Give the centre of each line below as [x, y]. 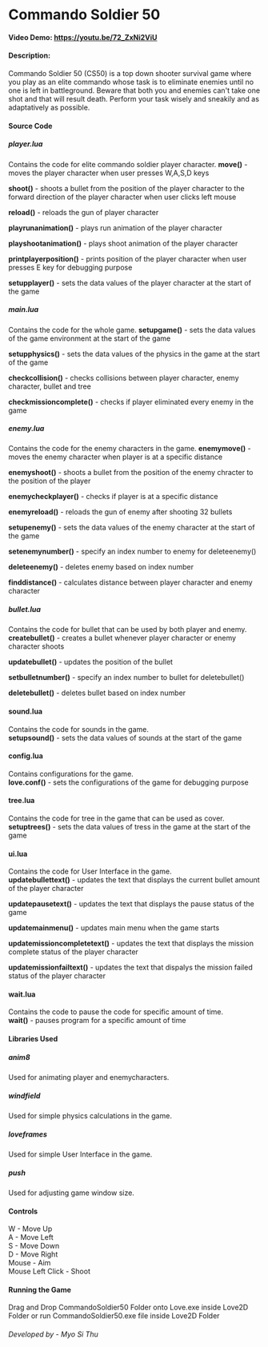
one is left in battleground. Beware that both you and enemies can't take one [134, 90]
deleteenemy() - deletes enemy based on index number [101, 567]
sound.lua [25, 711]
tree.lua [22, 801]
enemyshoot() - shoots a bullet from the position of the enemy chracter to [131, 473]
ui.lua [18, 853]
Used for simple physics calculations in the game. [90, 1116]
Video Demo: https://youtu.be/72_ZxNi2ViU [83, 37]
